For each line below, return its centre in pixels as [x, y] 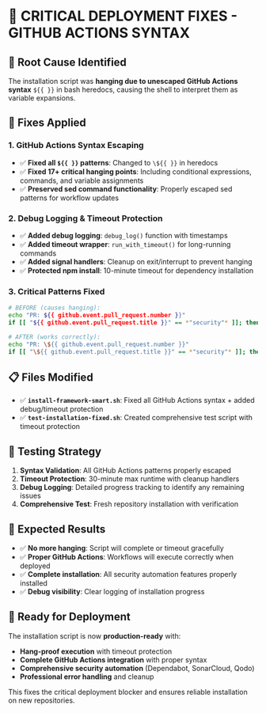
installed [33, 583]
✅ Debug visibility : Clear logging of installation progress [112, 591]
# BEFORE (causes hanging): [55, 308]
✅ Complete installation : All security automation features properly [128, 574]
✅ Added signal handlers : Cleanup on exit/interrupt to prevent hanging [136, 261]
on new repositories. [42, 700]
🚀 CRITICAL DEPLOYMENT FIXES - [123, 16]
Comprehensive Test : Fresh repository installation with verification [129, 504]
